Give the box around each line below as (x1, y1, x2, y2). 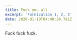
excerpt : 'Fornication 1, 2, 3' (5, 12, 72, 17)
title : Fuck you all (5, 7, 48, 12)
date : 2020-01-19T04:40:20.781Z (5, 16, 72, 21)
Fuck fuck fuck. (5, 30, 37, 36)
